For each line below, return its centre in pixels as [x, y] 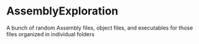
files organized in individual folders [51, 34]
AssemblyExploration [62, 11]
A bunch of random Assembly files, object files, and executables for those [100, 28]
